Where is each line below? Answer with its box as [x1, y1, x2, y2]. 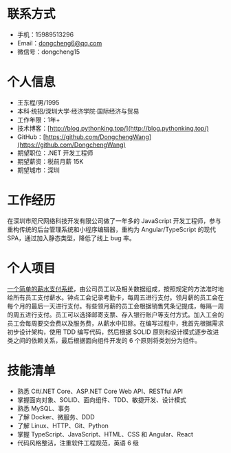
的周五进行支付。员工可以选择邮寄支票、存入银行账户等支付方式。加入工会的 [7, 310, 224, 319]
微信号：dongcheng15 [16, 48, 80, 56]
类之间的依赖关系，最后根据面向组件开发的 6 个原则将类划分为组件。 [7, 336, 201, 344]
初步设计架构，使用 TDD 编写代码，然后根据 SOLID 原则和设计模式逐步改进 [7, 328, 219, 336]
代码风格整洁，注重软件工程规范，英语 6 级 [16, 439, 140, 447]
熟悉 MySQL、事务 [16, 404, 70, 412]
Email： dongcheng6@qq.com [16, 39, 102, 47]
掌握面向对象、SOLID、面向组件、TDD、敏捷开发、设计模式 [16, 395, 187, 403]
